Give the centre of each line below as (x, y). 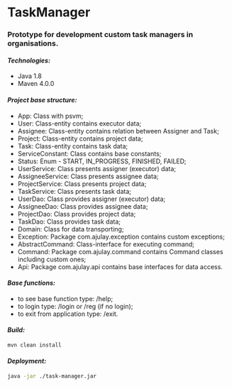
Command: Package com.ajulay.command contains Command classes (120, 251)
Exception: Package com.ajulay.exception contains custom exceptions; (121, 236)
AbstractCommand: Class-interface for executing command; (106, 244)
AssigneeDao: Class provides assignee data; (83, 206)
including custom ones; (52, 259)
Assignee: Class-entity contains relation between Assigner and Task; (118, 131)
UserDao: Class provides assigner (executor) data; (91, 199)
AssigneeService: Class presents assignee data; (88, 176)
